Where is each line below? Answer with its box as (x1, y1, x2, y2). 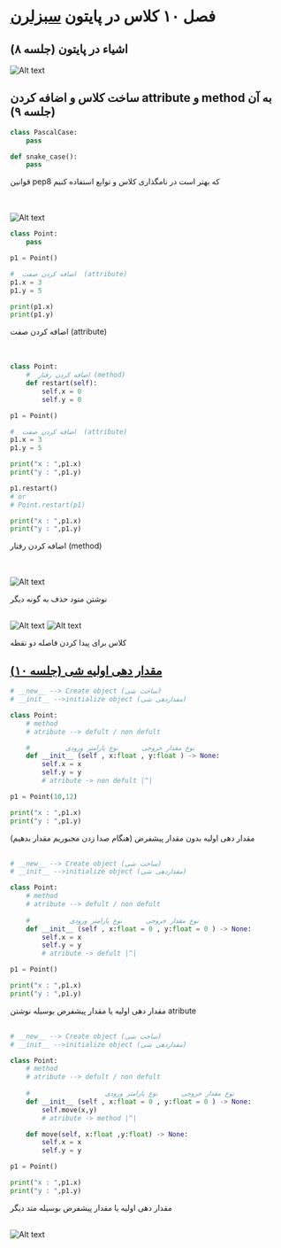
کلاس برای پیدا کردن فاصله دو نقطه (10, 638, 127, 648)
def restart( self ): (26, 379, 98, 388)
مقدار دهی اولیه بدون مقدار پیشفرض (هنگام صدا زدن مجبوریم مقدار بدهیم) (10, 833, 255, 843)
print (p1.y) (10, 310, 54, 320)
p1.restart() (10, 484, 58, 492)
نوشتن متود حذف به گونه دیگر (10, 593, 108, 604)
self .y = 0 (42, 395, 82, 404)
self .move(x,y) (42, 1105, 98, 1114)
